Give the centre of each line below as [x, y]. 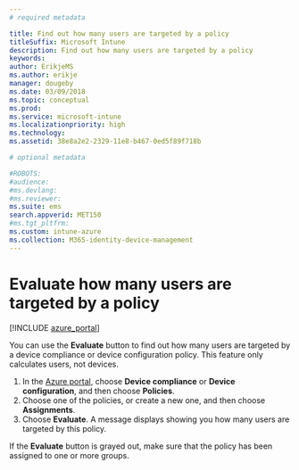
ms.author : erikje [43, 75]
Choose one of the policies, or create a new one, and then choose [144, 400]
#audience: [29, 182]
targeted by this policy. [64, 428]
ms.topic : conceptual [50, 100]
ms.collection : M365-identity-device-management [101, 240]
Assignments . [49, 409]
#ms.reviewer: [36, 198]
